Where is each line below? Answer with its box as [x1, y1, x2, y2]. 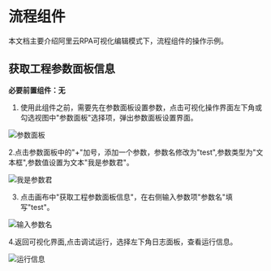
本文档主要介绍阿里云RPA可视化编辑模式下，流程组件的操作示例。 [8, 36, 229, 46]
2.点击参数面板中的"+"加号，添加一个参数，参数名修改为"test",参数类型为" [8, 147, 256, 157]
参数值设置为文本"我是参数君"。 [27, 157, 134, 167]
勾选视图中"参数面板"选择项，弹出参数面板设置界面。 [19, 112, 198, 122]
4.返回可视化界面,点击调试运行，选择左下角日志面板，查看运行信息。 [8, 237, 238, 247]
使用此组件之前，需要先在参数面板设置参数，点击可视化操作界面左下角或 [19, 103, 262, 112]
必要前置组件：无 [8, 85, 66, 94]
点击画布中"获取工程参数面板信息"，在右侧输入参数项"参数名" [19, 192, 226, 202]
